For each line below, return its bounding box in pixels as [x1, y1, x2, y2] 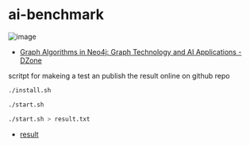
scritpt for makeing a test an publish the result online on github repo [8, 71, 230, 80]
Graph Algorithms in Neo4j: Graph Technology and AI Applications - [19, 47, 242, 56]
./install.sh [8, 86, 52, 94]
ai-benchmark [8, 6, 105, 24]
